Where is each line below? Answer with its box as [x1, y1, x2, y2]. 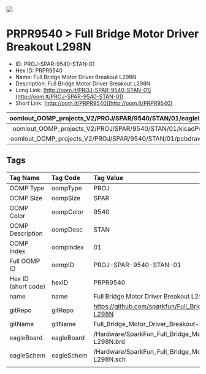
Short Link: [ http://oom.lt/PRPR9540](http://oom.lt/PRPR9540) [15, 99, 173, 107]
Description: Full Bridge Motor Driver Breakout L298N [15, 80, 151, 87]
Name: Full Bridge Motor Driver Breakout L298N [15, 73, 137, 80]
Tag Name [9, 173, 40, 182]
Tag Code [51, 173, 81, 182]
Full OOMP [9, 257, 40, 265]
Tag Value [93, 173, 124, 182]
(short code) [9, 282, 46, 290]
